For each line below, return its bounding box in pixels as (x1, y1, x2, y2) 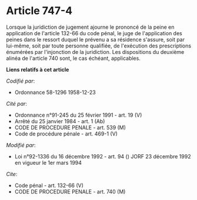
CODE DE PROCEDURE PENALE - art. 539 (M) (14, 124, 126, 131)
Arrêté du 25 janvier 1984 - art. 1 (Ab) (14, 117, 105, 124)
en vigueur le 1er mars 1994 (14, 159, 82, 166)
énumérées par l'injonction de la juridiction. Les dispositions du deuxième (6, 48, 185, 55)
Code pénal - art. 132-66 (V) (14, 182, 84, 189)
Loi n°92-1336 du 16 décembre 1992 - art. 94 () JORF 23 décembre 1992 (14, 152, 191, 160)
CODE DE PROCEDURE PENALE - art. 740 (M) (14, 188, 126, 195)
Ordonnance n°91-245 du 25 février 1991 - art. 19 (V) (14, 111, 142, 118)
